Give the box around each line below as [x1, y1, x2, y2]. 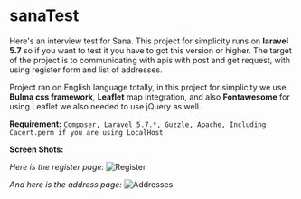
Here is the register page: [9, 161, 105, 172]
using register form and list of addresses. [9, 64, 163, 75]
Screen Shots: [9, 144, 64, 155]
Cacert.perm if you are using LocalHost [9, 128, 165, 137]
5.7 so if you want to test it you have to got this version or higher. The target [9, 44, 292, 55]
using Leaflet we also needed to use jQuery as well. [9, 100, 202, 111]
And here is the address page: [9, 178, 122, 190]
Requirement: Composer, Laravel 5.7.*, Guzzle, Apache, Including [9, 118, 267, 129]
